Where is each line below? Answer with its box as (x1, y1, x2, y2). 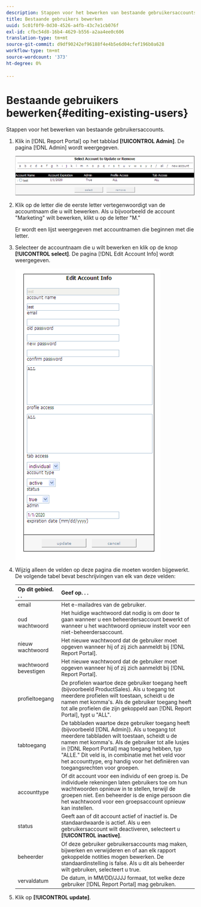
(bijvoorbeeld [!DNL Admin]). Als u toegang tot (61, 725, 176, 733)
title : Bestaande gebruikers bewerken (6, 16, 103, 22)
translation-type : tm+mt (6, 35, 68, 41)
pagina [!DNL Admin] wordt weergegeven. (14, 144, 120, 151)
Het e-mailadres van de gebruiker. (61, 601, 147, 608)
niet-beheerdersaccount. (61, 628, 124, 635)
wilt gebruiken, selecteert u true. (61, 866, 141, 873)
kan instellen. (61, 804, 94, 811)
